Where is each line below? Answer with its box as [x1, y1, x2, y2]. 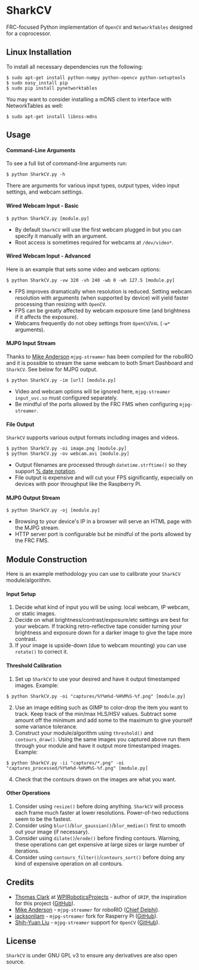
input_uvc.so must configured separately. [14, 394, 118, 401]
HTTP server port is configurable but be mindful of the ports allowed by [14, 531, 191, 538]
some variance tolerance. [14, 723, 78, 730]
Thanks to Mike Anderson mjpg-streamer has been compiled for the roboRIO [6, 353, 194, 360]
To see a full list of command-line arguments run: [6, 160, 127, 167]
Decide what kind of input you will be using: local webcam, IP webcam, [14, 603, 190, 611]
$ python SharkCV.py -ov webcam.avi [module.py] [6, 451, 130, 457]
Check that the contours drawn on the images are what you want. [14, 775, 176, 782]
